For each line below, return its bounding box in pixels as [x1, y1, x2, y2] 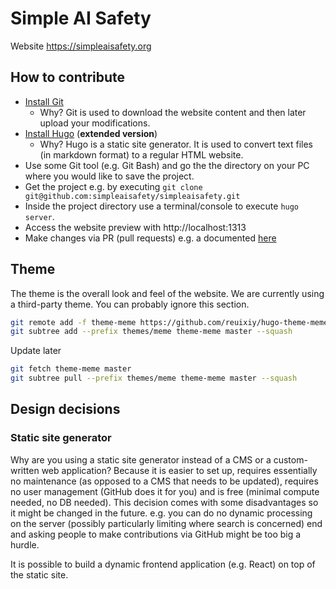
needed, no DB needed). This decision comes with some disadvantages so [10, 496, 319, 508]
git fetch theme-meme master [10, 364, 132, 374]
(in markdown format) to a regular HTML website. [39, 148, 244, 161]
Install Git [24, 95, 64, 107]
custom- [273, 453, 308, 466]
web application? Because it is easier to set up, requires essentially [41, 464, 318, 476]
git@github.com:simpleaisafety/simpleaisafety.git [24, 191, 241, 201]
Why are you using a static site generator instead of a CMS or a [10, 453, 272, 466]
